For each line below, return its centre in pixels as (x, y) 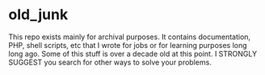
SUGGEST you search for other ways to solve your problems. (110, 62)
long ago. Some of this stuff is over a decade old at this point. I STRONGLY (132, 53)
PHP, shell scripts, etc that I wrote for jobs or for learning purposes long (128, 45)
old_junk (38, 15)
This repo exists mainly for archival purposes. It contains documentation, (130, 37)
